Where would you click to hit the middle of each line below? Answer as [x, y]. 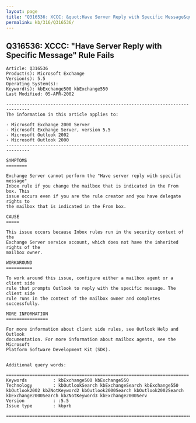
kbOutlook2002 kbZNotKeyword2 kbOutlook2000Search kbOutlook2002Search [95, 391]
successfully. [23, 304]
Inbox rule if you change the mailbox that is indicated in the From [92, 186]
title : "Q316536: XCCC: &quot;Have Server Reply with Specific [85, 17]
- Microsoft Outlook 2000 [37, 140]
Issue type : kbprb [39, 406]
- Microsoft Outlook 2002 [37, 135]
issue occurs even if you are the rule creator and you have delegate [94, 196]
